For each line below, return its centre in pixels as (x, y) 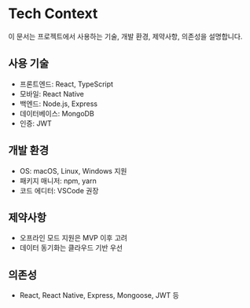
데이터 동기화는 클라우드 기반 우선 (71, 247)
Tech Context (53, 14)
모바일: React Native (52, 93)
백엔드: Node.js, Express (59, 104)
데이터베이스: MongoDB (57, 113)
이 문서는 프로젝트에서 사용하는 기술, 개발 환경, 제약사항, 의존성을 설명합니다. (125, 36)
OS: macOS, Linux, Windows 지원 (73, 170)
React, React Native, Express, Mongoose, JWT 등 (99, 295)
